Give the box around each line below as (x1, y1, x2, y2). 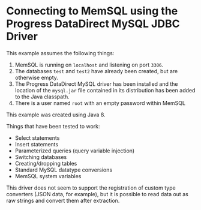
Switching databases (14, 153, 67, 160)
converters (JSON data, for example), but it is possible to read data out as (6, 190, 189, 197)
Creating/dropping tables (14, 160, 77, 167)
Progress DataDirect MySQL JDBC (6, 17, 180, 31)
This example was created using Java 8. (6, 111, 106, 118)
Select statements (14, 134, 60, 142)
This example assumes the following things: (6, 49, 115, 56)
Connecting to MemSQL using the (6, 4, 178, 18)
